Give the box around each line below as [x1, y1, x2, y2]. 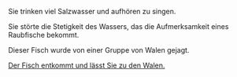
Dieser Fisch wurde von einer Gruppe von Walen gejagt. [8, 46, 190, 54]
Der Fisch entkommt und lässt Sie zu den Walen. [8, 60, 165, 70]
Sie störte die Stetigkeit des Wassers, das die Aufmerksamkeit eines [8, 22, 229, 31]
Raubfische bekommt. [8, 31, 80, 39]
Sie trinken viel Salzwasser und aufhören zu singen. [8, 7, 176, 16]
